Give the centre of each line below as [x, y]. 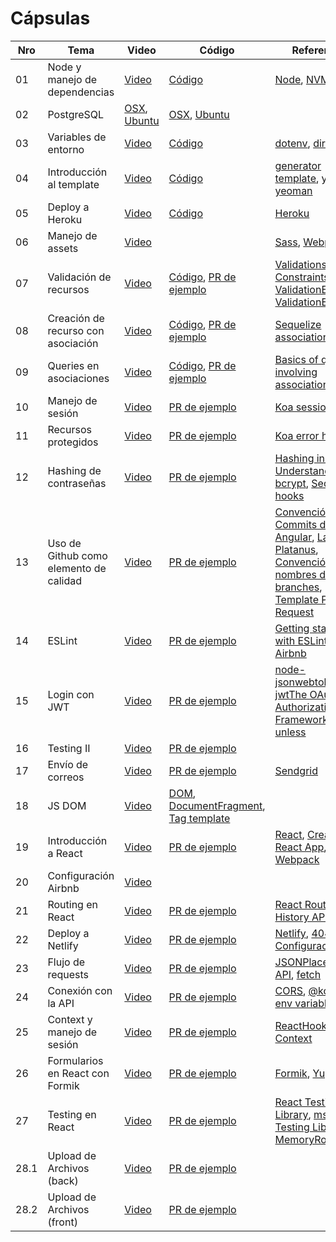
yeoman [293, 190]
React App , [300, 847]
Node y [64, 67]
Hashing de [74, 470]
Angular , [294, 537]
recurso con [76, 330]
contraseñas [77, 483]
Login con [71, 694]
